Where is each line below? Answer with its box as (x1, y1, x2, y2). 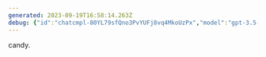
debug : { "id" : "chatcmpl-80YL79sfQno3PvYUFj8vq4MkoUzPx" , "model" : (8, 19, 228, 27)
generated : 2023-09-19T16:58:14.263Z (8, 11, 133, 20)
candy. (8, 40, 31, 49)
